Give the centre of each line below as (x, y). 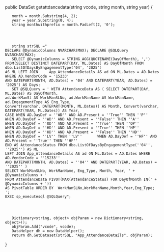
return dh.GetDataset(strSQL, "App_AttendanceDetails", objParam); (82, 235)
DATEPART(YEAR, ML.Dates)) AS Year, (42, 111)
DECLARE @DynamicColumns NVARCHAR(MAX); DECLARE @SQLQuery (67, 51)
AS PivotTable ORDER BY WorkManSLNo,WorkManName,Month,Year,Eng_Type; (80, 188)
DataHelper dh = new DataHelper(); (48, 231)
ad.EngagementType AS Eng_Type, (38, 102)
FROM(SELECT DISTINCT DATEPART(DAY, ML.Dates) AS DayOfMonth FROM (74, 63)
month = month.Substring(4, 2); (45, 16)
